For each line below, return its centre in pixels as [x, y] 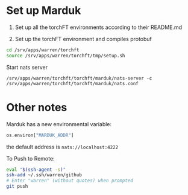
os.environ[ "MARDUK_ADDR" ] [40, 135]
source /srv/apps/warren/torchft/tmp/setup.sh [66, 56]
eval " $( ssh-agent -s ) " [36, 170]
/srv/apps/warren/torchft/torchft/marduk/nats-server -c [79, 78]
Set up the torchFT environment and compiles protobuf [83, 39]
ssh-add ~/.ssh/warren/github [44, 175]
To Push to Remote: [31, 158]
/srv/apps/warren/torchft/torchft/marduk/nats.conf [72, 83]
